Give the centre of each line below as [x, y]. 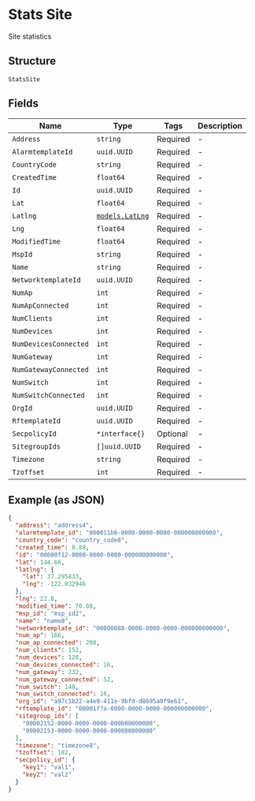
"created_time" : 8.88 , [52, 547]
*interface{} [121, 434]
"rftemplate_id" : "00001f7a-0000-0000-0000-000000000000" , [114, 709]
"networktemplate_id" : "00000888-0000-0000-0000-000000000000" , [123, 628]
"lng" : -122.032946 [54, 584]
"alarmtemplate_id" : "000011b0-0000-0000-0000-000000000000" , [119, 533]
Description [220, 125]
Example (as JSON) [56, 499]
